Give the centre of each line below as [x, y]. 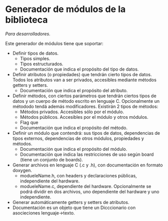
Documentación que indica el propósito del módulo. [73, 149]
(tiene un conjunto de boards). [51, 159]
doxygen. [22, 170]
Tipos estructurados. [42, 64]
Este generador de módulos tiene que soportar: [54, 43]
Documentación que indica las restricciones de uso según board [87, 154]
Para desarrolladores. [28, 34]
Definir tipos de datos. [35, 53]
